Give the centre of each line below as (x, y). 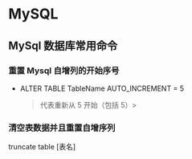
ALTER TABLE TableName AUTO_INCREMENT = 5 (102, 88)
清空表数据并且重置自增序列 (62, 128)
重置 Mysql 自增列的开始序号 (64, 71)
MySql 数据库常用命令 (63, 45)
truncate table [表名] (42, 147)
